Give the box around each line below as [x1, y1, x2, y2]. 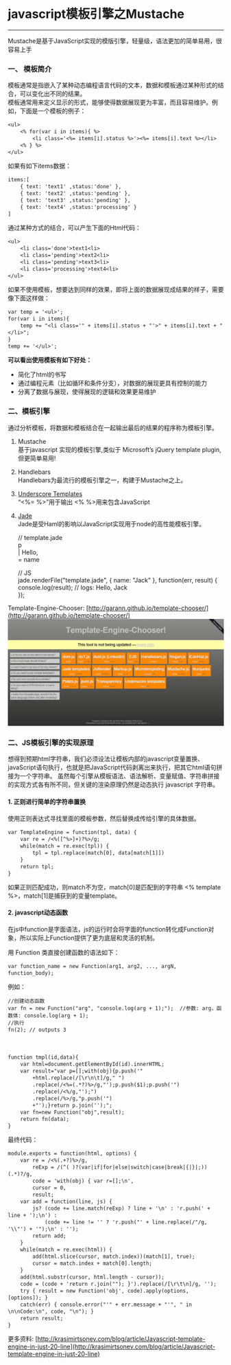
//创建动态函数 [8, 997, 45, 1004]
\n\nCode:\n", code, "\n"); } [8, 1308, 95, 1315]
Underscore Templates [17, 489, 83, 498]
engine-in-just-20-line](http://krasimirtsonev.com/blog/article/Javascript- [8, 1342, 216, 1351]
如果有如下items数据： [8, 162, 71, 170]
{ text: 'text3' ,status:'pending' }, [20, 197, 131, 204]
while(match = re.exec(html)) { [20, 1246, 112, 1253]
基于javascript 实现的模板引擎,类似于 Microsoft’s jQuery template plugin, [17, 445, 221, 453]
